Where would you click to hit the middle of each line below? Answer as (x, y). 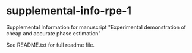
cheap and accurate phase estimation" (53, 33)
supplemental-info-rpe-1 (69, 11)
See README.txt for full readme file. (51, 45)
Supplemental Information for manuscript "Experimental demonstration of (96, 27)
